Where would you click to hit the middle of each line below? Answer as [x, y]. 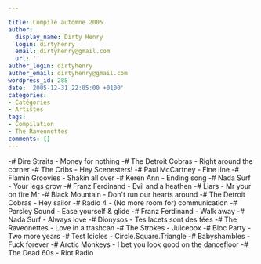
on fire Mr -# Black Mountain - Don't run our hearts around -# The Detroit [127, 194]
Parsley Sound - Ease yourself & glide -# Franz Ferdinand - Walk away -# [127, 211]
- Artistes [26, 110]
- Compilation [31, 125]
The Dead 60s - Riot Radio [51, 252]
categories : [27, 95]
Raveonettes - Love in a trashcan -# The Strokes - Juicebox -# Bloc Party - [130, 227]
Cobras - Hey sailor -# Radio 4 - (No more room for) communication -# [123, 203]
